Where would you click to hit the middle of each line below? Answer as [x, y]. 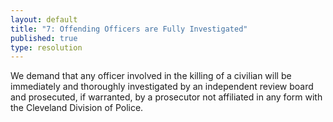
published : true [44, 38]
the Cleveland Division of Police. [77, 108]
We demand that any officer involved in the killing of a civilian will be [151, 76]
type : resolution [46, 47]
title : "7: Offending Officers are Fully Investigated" [129, 29]
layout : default [44, 19]
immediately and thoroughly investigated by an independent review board [162, 87]
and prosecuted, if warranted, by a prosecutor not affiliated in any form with [166, 97]
